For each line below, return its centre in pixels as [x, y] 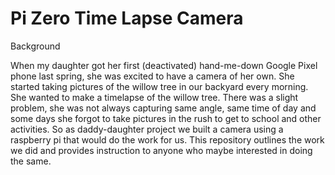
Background [35, 46]
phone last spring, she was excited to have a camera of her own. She [152, 76]
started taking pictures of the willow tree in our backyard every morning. [159, 86]
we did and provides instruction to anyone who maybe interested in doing [161, 150]
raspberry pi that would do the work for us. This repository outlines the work [167, 139]
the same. [31, 161]
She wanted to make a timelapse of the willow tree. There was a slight [154, 97]
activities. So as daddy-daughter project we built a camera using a [147, 129]
